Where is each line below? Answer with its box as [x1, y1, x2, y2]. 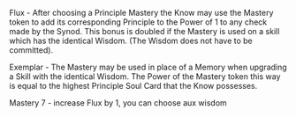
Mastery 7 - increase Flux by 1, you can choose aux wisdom [9, 98, 227, 108]
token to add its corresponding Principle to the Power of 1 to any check [9, 17, 268, 27]
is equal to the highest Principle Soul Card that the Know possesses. [9, 81, 258, 91]
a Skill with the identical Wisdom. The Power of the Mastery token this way [9, 71, 281, 82]
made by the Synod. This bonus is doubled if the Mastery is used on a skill [9, 26, 280, 36]
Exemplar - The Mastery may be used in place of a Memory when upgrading [9, 62, 287, 72]
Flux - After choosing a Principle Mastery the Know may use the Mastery [9, 8, 274, 18]
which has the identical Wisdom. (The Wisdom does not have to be [9, 35, 254, 46]
